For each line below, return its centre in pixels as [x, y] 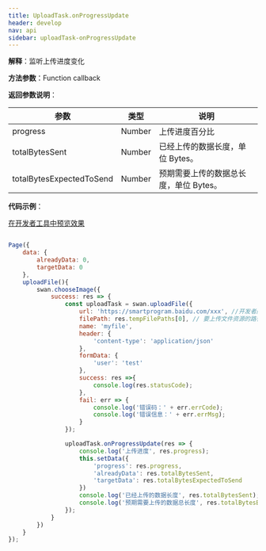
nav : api [23, 30]
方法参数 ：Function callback [54, 78]
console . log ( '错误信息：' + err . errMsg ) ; [159, 415]
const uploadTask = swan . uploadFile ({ [129, 304]
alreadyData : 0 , [63, 260]
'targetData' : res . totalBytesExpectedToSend [168, 480]
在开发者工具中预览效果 [46, 224]
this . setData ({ [104, 458]
